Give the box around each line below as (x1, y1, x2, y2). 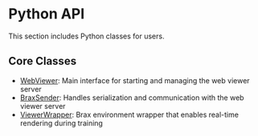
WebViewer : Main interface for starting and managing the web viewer (19, 75, 251, 85)
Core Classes (8, 54, 77, 68)
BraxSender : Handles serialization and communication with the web (19, 93, 244, 102)
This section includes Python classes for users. (8, 31, 165, 41)
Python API (8, 5, 85, 23)
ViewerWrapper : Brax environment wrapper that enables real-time (19, 110, 240, 119)
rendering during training (19, 118, 103, 128)
